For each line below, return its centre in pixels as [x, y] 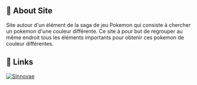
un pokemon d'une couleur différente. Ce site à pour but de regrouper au [95, 31]
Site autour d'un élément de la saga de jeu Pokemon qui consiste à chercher [98, 25]
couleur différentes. [30, 43]
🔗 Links [20, 62]
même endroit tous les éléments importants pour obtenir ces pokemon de [95, 37]
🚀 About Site [29, 11]
